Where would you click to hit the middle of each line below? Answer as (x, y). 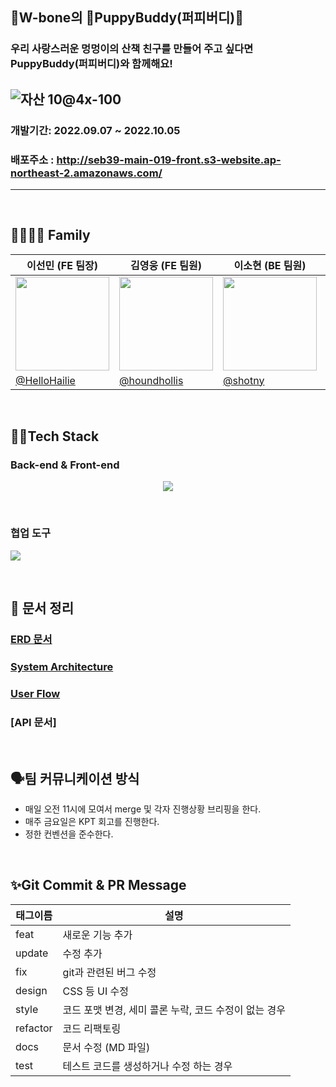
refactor (34, 1028)
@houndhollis (151, 380)
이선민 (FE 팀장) (62, 265)
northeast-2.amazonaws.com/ (86, 173)
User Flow (35, 693)
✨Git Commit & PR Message (98, 885)
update (32, 953)
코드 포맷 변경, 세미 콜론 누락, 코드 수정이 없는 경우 (174, 1010)
